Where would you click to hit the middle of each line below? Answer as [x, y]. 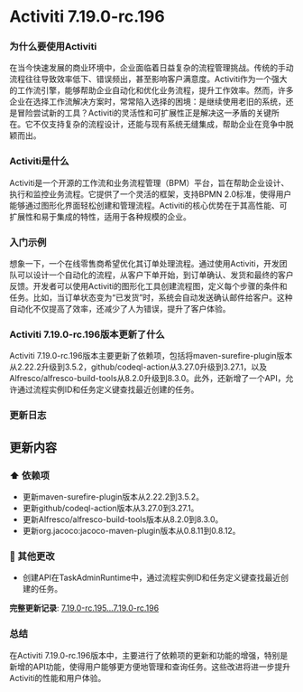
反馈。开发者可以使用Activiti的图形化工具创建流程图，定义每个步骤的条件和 [148, 286]
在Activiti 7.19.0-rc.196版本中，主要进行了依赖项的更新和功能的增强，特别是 [149, 655]
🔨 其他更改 [32, 556]
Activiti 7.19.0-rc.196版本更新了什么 [87, 334]
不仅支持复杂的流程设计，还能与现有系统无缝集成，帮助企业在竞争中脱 [163, 125]
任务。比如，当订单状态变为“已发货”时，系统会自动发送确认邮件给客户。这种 [151, 298]
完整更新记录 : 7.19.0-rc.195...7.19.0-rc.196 [84, 608]
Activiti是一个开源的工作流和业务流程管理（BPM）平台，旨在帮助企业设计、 [149, 182]
